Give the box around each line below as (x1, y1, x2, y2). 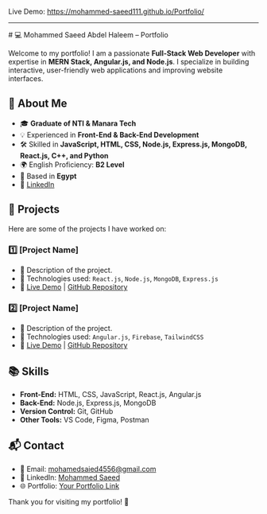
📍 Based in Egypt (19, 171, 77, 181)
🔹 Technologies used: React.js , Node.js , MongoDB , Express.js (19, 274, 219, 283)
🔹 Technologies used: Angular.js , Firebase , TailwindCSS (19, 332, 204, 341)
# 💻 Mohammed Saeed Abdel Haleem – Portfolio (8, 30, 168, 39)
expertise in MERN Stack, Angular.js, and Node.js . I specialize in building (8, 57, 250, 66)
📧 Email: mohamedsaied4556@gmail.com (19, 464, 157, 473)
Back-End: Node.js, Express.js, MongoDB (19, 398, 157, 408)
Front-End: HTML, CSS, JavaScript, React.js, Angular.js (19, 390, 202, 399)
